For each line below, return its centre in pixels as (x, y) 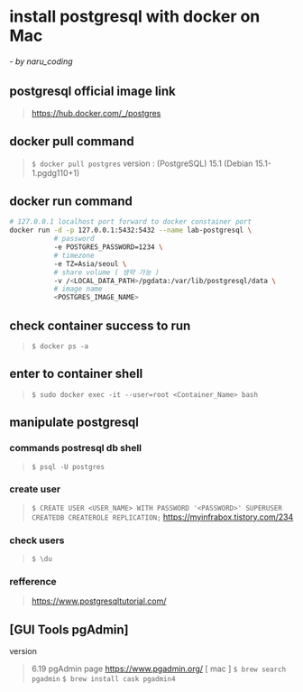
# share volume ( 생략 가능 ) (106, 272)
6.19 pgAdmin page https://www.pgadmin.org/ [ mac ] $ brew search (159, 669)
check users (37, 540)
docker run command (71, 202)
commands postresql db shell (76, 448)
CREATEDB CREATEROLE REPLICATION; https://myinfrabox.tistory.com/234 (162, 517)
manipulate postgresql (74, 423)
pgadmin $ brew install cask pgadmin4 (103, 679)
